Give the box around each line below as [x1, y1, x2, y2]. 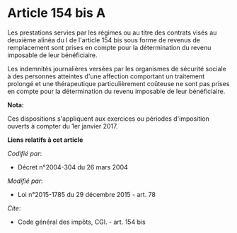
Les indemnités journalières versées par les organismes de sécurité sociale [7, 64, 226, 73]
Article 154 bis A [7, 5, 106, 21]
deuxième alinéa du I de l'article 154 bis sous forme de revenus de [7, 35, 200, 44]
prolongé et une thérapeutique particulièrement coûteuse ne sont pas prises [7, 79, 230, 88]
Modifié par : [7, 177, 44, 185]
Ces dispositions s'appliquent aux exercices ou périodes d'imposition [7, 114, 210, 123]
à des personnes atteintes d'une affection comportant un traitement [7, 72, 205, 80]
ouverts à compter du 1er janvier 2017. [7, 121, 118, 130]
